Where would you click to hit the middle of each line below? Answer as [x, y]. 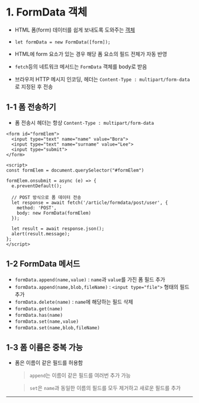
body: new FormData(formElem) [54, 213]
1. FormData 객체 [47, 12]
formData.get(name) [39, 309]
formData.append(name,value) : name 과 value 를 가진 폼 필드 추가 [90, 279]
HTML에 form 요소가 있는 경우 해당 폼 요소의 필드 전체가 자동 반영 [91, 53]
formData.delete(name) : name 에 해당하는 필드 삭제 [74, 301]
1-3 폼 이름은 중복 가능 [44, 347]
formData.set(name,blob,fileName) [57, 328]
